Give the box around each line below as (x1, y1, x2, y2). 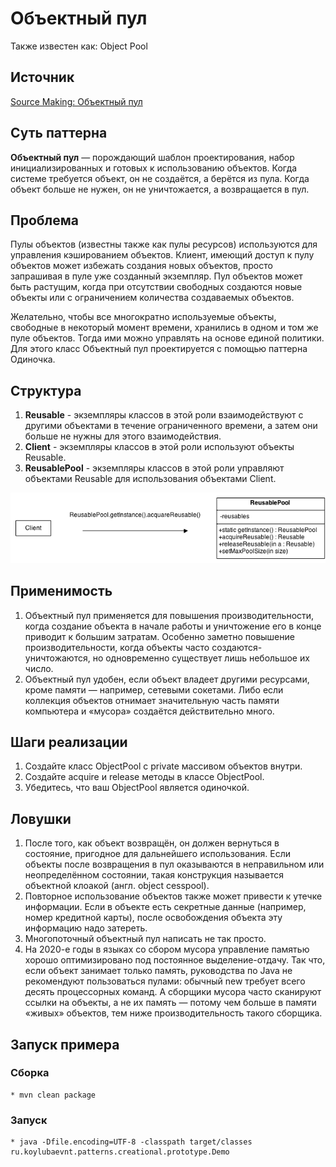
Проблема (10, 212, 80, 229)
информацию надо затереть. (24, 922, 148, 934)
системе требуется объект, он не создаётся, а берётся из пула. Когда (10, 172, 310, 184)
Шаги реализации (10, 733, 128, 751)
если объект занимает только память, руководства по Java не (24, 965, 293, 977)
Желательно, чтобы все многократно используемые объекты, (10, 311, 277, 323)
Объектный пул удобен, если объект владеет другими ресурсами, (24, 673, 310, 685)
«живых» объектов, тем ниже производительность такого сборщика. (24, 1007, 323, 1019)
